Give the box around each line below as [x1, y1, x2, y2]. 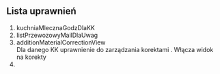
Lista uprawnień [6, 5, 77, 17]
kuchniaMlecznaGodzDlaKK [16, 23, 95, 32]
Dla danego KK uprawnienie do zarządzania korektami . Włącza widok [16, 45, 214, 53]
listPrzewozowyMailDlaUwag [16, 31, 98, 39]
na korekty [16, 53, 47, 61]
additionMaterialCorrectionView [16, 38, 106, 47]
